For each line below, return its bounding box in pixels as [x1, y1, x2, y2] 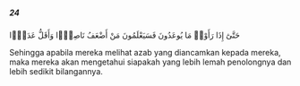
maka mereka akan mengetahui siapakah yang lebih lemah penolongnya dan [9, 56, 292, 67]
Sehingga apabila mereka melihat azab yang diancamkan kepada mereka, [9, 47, 281, 57]
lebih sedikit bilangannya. [9, 65, 103, 76]
